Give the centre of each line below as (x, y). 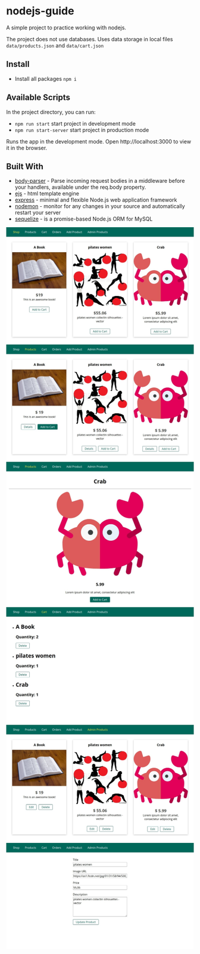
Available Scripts (38, 98)
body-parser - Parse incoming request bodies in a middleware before (100, 181)
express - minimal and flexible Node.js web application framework (96, 200)
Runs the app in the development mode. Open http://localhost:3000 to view (99, 141)
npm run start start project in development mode (75, 123)
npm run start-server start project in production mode (82, 130)
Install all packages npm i (46, 78)
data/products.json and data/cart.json (55, 45)
